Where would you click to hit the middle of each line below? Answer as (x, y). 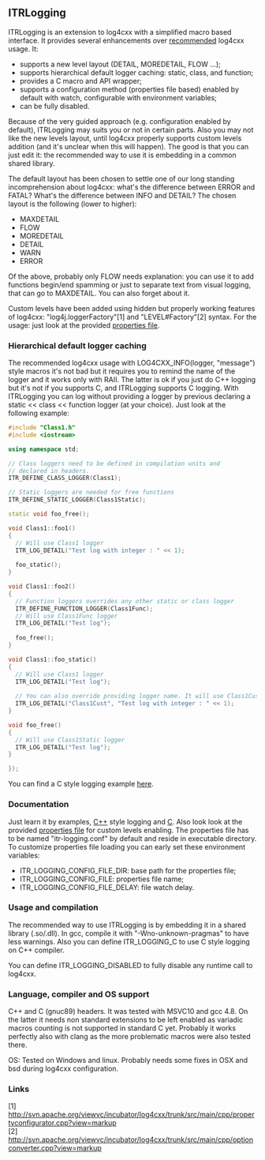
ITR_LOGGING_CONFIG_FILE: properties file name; (101, 879)
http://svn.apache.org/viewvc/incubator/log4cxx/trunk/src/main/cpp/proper (131, 1115)
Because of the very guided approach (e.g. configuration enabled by (119, 121)
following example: (39, 413)
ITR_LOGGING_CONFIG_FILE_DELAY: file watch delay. (107, 887)
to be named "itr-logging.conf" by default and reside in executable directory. (132, 838)
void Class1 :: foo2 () (42, 587)
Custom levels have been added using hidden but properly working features (132, 308)
